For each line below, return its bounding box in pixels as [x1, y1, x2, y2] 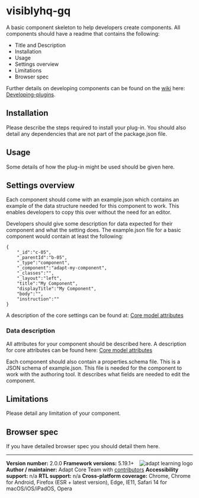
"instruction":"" [17, 296, 60, 302]
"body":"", [17, 291, 44, 297]
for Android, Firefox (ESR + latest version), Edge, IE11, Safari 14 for [6, 479, 168, 486]
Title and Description [14, 42, 66, 49]
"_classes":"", [17, 270, 54, 277]
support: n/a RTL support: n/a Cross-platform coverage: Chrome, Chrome [6, 472, 191, 480]
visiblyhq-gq [6, 4, 71, 18]
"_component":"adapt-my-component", [17, 265, 108, 271]
